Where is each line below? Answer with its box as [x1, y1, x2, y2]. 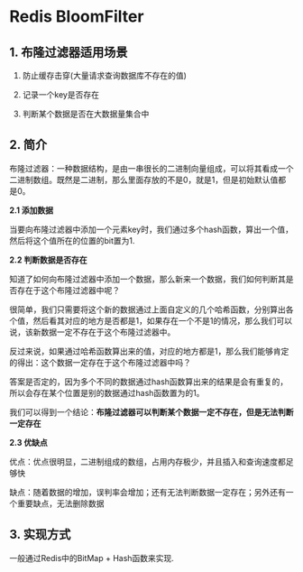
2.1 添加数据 [9, 205, 54, 216]
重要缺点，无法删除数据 [16, 498, 105, 509]
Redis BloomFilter [9, 6, 144, 27]
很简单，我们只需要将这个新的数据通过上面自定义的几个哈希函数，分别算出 [9, 304, 286, 315]
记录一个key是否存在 [22, 89, 99, 100]
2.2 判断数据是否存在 [9, 254, 87, 265]
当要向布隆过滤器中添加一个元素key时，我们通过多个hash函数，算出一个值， [9, 224, 293, 235]
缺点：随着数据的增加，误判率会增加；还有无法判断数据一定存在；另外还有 [9, 486, 286, 497]
